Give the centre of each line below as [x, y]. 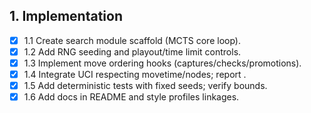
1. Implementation [66, 16]
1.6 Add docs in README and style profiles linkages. [131, 97]
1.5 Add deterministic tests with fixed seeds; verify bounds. [145, 86]
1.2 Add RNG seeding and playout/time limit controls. [132, 51]
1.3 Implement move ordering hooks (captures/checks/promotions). [162, 63]
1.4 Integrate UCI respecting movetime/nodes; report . [135, 74]
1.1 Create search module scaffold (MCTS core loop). [132, 40]
